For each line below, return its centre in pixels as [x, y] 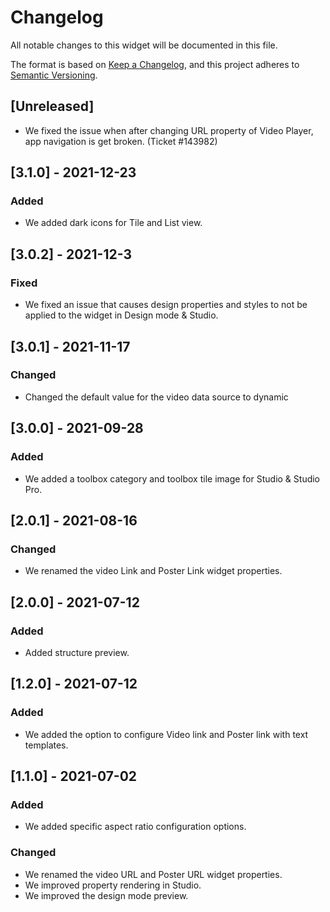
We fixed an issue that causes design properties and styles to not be [166, 305]
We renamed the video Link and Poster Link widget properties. [153, 571]
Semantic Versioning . [54, 75]
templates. [46, 745]
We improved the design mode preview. [106, 895]
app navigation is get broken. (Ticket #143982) [121, 141]
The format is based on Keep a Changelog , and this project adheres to [155, 64]
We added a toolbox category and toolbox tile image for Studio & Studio [172, 478]
